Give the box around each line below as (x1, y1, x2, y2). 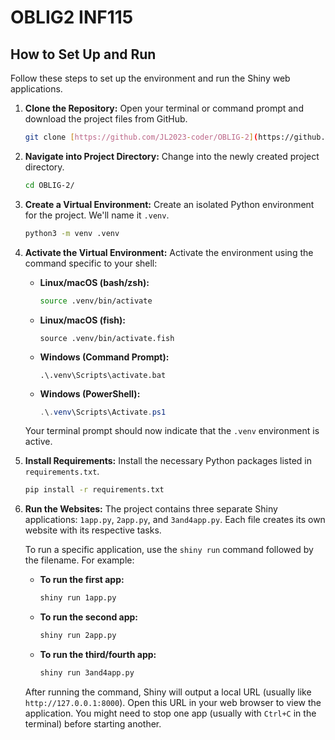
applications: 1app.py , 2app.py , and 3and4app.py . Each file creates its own (24, 514, 326, 526)
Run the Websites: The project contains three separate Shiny (24, 503, 278, 515)
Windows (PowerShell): (39, 387, 141, 400)
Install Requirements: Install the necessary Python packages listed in (24, 455, 312, 467)
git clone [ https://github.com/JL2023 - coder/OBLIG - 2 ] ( (24, 132, 259, 142)
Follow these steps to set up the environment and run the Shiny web (10, 72, 291, 84)
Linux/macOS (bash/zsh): (39, 276, 150, 288)
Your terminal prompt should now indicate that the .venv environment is (24, 425, 320, 437)
